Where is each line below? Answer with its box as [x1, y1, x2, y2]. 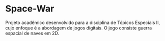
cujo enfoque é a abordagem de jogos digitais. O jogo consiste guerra [5, 24, 152, 30]
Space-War [5, 3, 54, 14]
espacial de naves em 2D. [5, 30, 60, 36]
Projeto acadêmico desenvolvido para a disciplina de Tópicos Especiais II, [5, 19, 160, 25]
